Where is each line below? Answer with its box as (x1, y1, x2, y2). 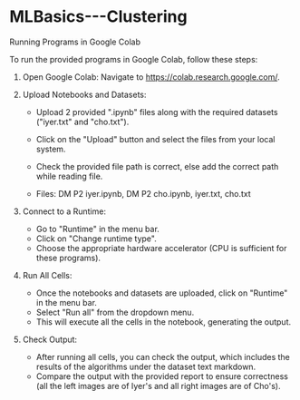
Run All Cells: (22, 269, 73, 280)
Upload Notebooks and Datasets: (22, 89, 147, 100)
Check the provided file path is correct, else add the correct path (35, 161, 279, 171)
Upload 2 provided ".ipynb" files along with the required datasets (35, 106, 278, 117)
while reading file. (35, 171, 103, 181)
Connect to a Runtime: (22, 206, 107, 217)
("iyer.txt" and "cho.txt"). (35, 116, 130, 127)
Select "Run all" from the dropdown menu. (35, 307, 195, 317)
